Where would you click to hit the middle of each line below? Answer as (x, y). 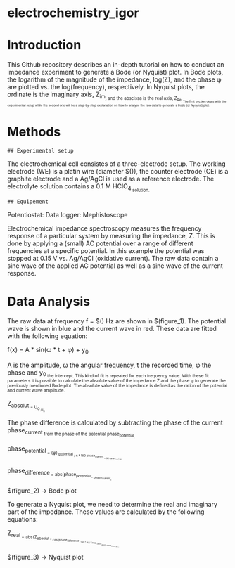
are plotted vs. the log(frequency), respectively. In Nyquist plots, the (106, 87)
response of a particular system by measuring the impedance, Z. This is (112, 235)
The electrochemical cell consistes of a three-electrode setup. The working (116, 164)
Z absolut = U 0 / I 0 (26, 406)
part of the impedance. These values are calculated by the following (106, 512)
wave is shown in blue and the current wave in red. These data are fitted (112, 328)
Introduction (44, 45)
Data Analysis (49, 302)
